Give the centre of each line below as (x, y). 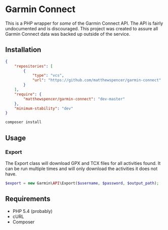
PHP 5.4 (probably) (33, 211)
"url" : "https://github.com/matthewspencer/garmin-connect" (97, 80)
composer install (23, 122)
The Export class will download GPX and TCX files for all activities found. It (83, 163)
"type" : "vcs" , (48, 76)
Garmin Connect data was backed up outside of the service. (68, 34)
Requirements (28, 199)
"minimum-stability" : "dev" (44, 108)
